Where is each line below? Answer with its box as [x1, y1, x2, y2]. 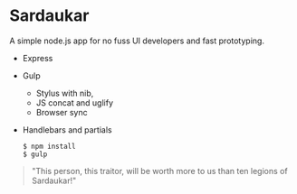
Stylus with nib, [35, 88, 94, 98]
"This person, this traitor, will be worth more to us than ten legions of [31, 165, 288, 176]
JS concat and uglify [35, 97, 114, 108]
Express [22, 52, 53, 63]
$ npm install [22, 142, 76, 151]
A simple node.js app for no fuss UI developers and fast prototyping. [9, 35, 265, 46]
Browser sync [35, 106, 88, 117]
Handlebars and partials [22, 124, 112, 135]
